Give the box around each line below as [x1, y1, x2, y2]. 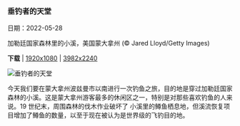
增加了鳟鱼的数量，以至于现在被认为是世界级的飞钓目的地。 [13, 111, 189, 120]
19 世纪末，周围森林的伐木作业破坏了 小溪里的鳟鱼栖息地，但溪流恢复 [19, 102, 224, 111]
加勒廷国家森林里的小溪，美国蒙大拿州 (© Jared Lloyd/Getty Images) [7, 39, 210, 48]
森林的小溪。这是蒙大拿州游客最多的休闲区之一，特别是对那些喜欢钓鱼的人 [7, 93, 226, 102]
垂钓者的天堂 [7, 6, 52, 16]
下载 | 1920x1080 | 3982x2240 [7, 54, 98, 63]
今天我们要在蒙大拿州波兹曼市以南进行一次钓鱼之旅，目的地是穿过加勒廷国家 [7, 84, 233, 93]
